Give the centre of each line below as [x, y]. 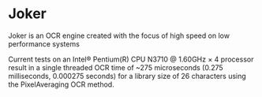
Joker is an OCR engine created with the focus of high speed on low [119, 35]
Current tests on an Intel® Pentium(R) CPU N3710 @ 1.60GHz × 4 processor [131, 59]
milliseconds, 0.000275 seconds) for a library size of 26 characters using [127, 76]
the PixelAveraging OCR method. [61, 84]
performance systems [44, 43]
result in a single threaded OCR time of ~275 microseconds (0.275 [116, 67]
